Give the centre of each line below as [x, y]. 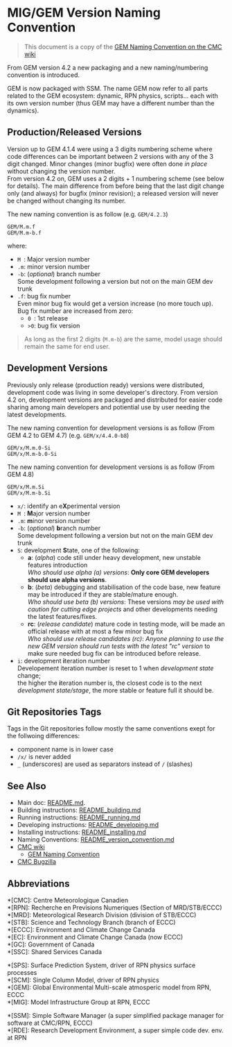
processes [22, 972]
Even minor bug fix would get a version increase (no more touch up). [115, 303]
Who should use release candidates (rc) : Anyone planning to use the [126, 638]
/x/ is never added [44, 757]
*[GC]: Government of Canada [51, 944]
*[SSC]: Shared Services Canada [55, 952]
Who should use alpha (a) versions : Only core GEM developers [118, 572]
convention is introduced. [44, 75]
